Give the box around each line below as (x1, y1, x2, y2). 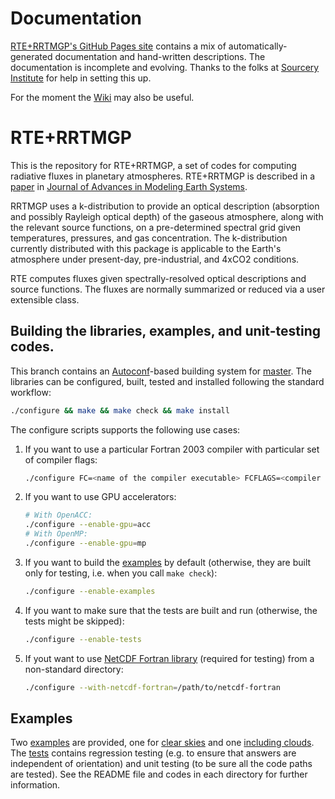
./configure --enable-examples (24, 586, 156, 596)
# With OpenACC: (24, 510, 93, 521)
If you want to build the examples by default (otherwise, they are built (24, 556, 312, 568)
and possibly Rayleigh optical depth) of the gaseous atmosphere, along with (10, 210, 324, 222)
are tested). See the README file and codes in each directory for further (10, 768, 308, 781)
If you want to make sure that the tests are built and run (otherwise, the (24, 604, 318, 616)
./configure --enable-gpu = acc (24, 520, 152, 530)
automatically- (228, 40, 288, 52)
